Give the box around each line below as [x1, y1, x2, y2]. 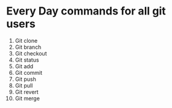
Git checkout [14, 49, 47, 57]
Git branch [14, 43, 42, 51]
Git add [14, 62, 34, 70]
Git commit [14, 69, 43, 76]
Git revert [14, 88, 39, 95]
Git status [14, 56, 39, 63]
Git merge [14, 95, 40, 102]
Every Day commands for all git [6, 4, 166, 18]
